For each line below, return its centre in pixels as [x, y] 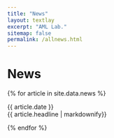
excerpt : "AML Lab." [37, 26]
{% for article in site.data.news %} [57, 93]
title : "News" [28, 14]
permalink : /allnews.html [45, 40]
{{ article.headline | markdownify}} [57, 114]
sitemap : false [29, 33]
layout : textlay [31, 20]
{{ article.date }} [30, 107]
